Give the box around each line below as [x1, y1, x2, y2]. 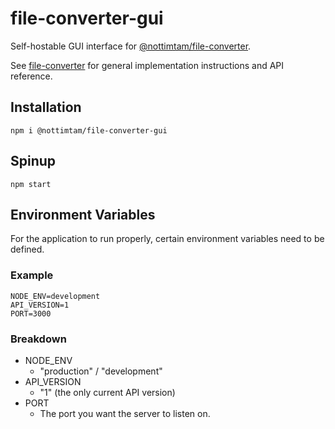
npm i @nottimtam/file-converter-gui [10, 125, 168, 136]
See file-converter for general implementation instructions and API [10, 59, 285, 71]
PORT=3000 [10, 308, 52, 319]
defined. [10, 243, 45, 256]
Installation [10, 99, 82, 116]
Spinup [10, 153, 57, 170]
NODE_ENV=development [10, 291, 101, 301]
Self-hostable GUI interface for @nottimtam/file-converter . [10, 40, 252, 52]
